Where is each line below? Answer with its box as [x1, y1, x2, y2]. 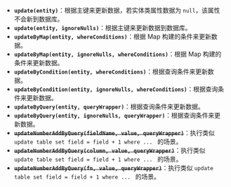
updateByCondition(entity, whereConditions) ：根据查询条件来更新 [13, 67, 209, 76]
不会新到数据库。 [13, 15, 64, 23]
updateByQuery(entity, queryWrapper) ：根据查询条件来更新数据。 [13, 102, 205, 111]
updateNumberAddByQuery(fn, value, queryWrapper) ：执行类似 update [13, 164, 214, 172]
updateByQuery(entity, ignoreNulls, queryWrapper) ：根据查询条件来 [13, 111, 215, 119]
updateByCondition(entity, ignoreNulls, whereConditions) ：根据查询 [13, 85, 218, 93]
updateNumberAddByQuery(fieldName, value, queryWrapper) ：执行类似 [13, 129, 216, 137]
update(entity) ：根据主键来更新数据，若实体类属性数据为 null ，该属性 [13, 6, 220, 14]
